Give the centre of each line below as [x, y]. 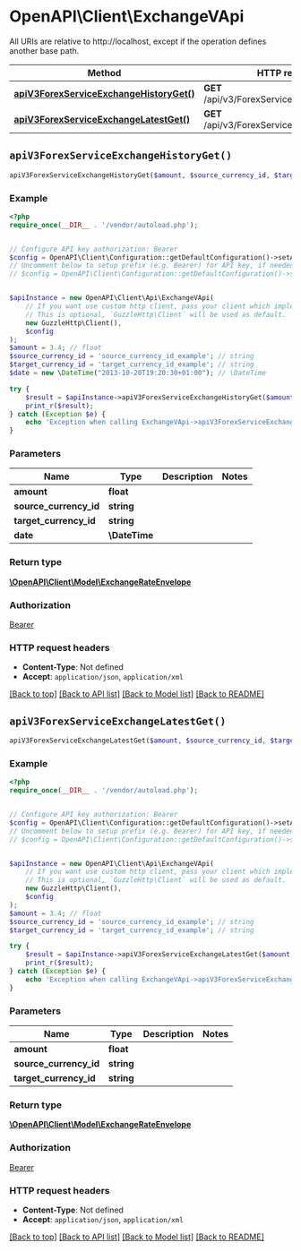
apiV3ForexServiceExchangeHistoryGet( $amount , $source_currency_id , [140, 175]
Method [104, 73]
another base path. [44, 50]
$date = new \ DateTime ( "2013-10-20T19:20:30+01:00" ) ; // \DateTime [138, 373]
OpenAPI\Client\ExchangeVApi [127, 17]
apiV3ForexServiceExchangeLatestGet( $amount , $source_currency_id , [138, 741]
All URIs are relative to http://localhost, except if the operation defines [138, 41]
